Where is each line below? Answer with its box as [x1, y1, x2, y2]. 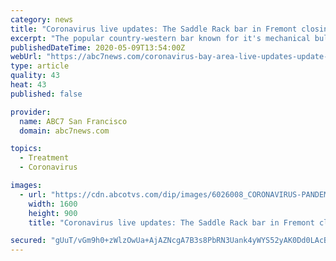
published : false [10, 89, 83, 99]
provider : [10, 107, 52, 117]
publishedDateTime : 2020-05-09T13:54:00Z [10, 42, 186, 53]
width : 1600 [28, 199, 78, 209]
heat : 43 [10, 80, 47, 90]
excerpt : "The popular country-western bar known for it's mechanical [10, 33, 311, 43]
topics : [10, 144, 43, 154]
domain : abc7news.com [19, 126, 110, 136]
